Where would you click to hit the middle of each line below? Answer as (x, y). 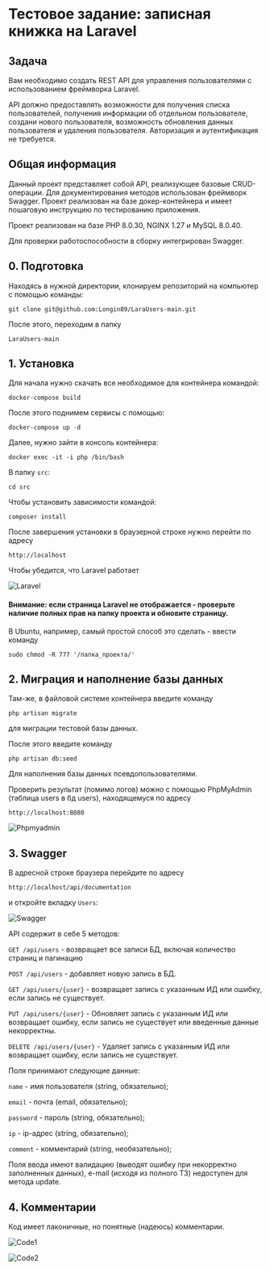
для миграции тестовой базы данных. (73, 729)
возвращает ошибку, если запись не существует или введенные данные (134, 1022)
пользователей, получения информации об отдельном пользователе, (128, 113)
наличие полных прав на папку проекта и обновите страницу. (118, 613)
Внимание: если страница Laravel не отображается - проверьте (122, 605)
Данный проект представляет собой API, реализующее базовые (120, 183)
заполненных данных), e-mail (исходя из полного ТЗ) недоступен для (128, 1173)
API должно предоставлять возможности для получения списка (119, 105)
